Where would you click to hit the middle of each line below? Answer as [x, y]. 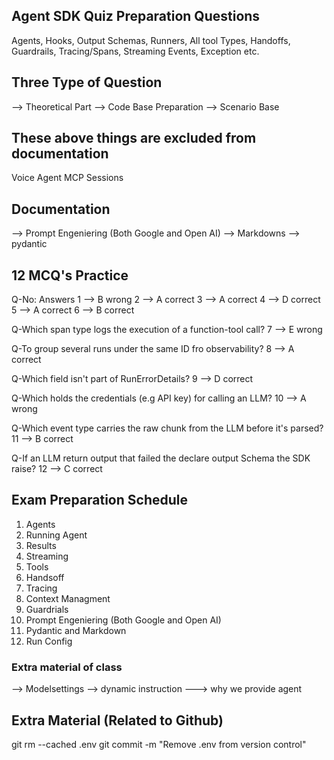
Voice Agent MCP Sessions [67, 178]
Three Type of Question [87, 82]
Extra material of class [67, 667]
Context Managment [68, 598]
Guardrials [47, 609]
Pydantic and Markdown [76, 630]
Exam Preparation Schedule [99, 500]
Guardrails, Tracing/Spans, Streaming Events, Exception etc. [135, 51]
